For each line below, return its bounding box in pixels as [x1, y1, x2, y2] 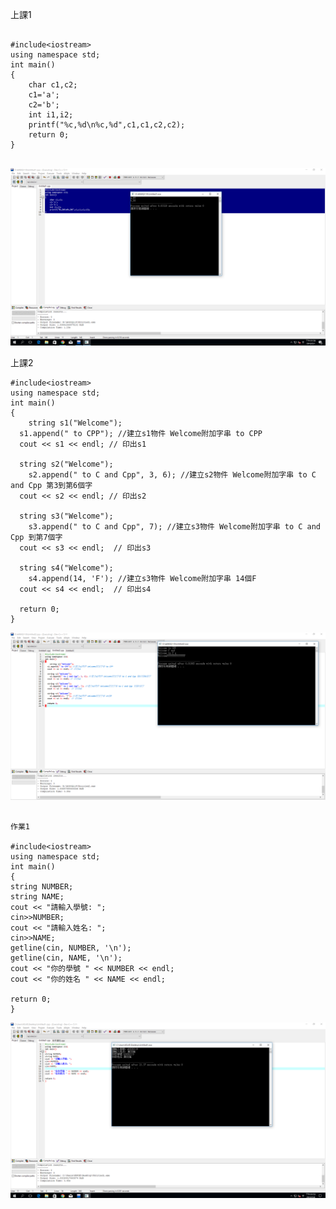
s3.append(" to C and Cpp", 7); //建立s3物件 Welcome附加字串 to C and [28, 521, 322, 532]
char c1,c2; [28, 80, 78, 90]
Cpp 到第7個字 [10, 532, 63, 542]
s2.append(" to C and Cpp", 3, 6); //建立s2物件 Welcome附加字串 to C [28, 469, 317, 480]
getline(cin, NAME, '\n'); [10, 953, 123, 963]
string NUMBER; [10, 881, 74, 892]
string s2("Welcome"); [19, 459, 114, 469]
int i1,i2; [28, 110, 74, 120]
